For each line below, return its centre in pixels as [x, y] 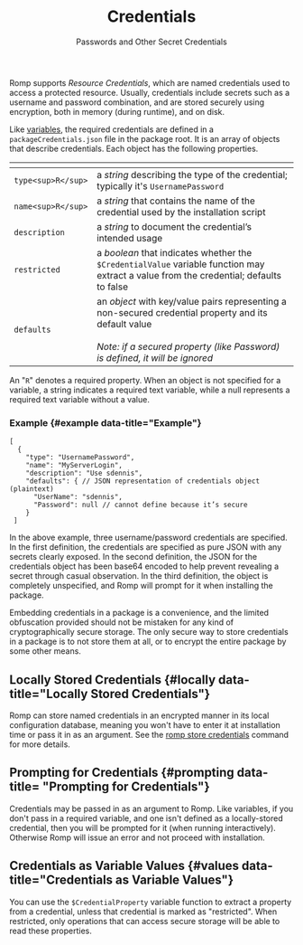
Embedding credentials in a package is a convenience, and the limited [139, 613]
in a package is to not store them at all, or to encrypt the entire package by [148, 642]
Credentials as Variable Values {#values [124, 866]
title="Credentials [61, 880]
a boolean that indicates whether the [174, 252]
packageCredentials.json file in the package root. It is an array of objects [145, 138]
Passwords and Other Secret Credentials [151, 42]
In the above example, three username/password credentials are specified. [149, 538]
